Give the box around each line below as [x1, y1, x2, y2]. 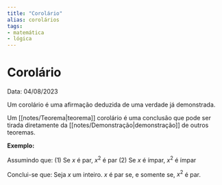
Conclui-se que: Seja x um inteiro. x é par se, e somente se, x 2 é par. [7, 169, 201, 178]
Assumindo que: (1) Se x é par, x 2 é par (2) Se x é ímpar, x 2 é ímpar [7, 155, 197, 164]
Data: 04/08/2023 [7, 87, 58, 96]
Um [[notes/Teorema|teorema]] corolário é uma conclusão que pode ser [7, 114, 211, 122]
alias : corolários [7, 16, 60, 23]
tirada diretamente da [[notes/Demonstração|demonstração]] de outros [7, 121, 209, 130]
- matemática [7, 29, 45, 36]
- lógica [7, 35, 32, 42]
